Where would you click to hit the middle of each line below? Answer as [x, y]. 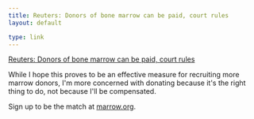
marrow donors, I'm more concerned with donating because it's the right [127, 83]
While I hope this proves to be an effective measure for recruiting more [124, 75]
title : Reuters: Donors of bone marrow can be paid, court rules [118, 15]
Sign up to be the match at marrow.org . [72, 106]
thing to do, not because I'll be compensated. [82, 91]
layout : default [35, 23]
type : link [26, 37]
